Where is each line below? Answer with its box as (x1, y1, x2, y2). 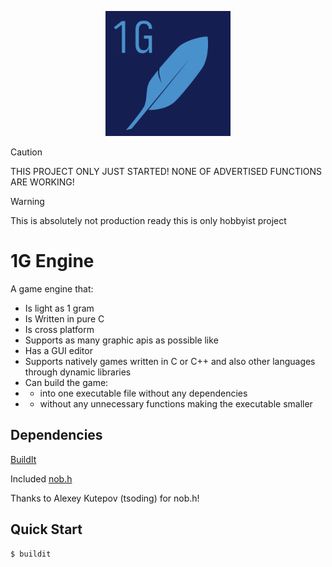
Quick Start (10, 521, 83, 538)
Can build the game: (24, 376, 109, 388)
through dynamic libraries (24, 366, 132, 378)
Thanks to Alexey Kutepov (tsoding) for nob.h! (10, 492, 200, 504)
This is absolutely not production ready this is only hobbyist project (10, 215, 287, 226)
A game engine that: (10, 282, 94, 295)
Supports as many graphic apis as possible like (24, 334, 219, 346)
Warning (10, 196, 45, 207)
